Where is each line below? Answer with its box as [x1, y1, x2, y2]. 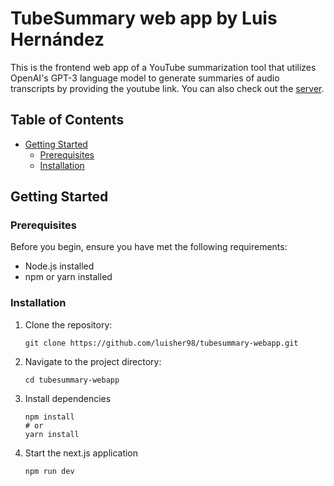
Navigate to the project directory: [24, 355, 162, 367]
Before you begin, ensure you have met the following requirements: [10, 241, 288, 253]
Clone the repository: [24, 318, 113, 331]
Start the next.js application [24, 447, 139, 459]
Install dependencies [24, 392, 112, 404]
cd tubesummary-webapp [24, 375, 120, 385]
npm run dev [24, 466, 75, 476]
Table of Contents [10, 112, 125, 129]
